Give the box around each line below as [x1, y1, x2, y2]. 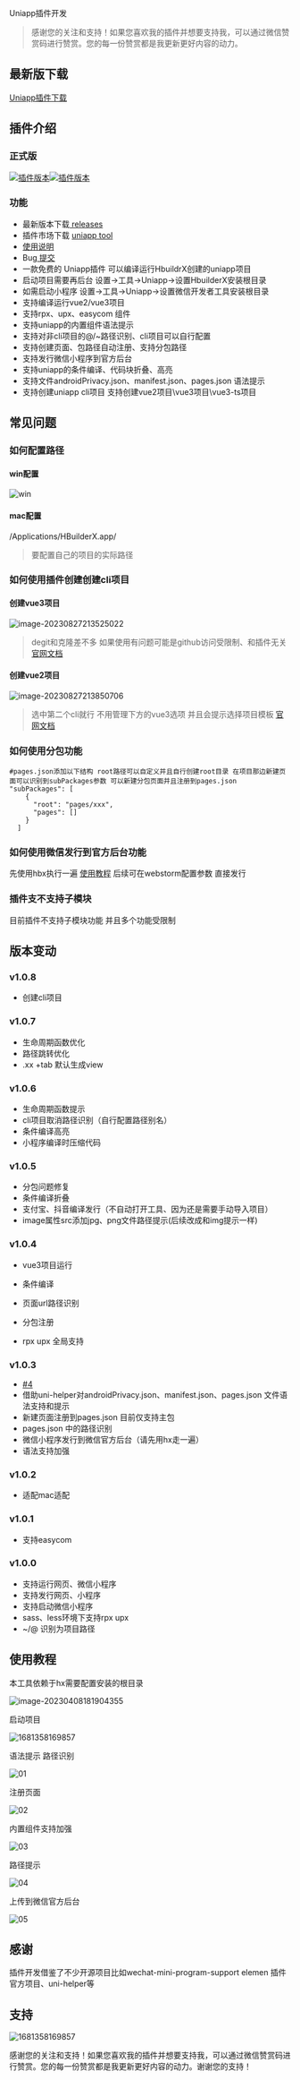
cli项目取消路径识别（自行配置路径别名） [21, 1115, 172, 1126]
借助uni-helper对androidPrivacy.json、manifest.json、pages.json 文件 [21, 1389, 280, 1400]
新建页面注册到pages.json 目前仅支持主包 [21, 1411, 175, 1422]
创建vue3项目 [9, 598, 61, 609]
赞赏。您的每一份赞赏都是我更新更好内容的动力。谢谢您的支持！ [16, 2061, 252, 2072]
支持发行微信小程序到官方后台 [21, 353, 132, 364]
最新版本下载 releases [21, 218, 104, 229]
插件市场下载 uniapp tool [21, 229, 113, 240]
